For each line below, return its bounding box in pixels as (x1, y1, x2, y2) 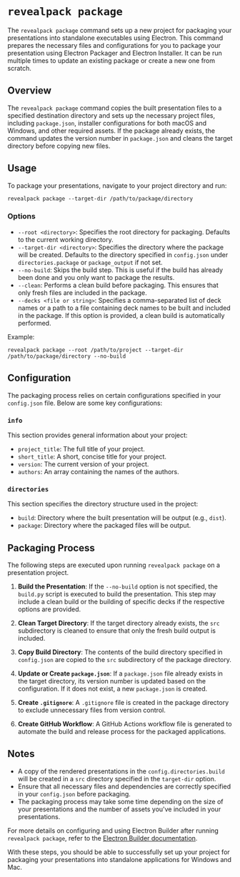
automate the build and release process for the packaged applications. (17, 727, 226, 736)
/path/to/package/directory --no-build (7, 352, 126, 360)
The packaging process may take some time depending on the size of (17, 797, 224, 806)
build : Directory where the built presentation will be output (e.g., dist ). (17, 513, 226, 522)
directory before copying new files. (7, 141, 111, 150)
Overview (7, 84, 52, 97)
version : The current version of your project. (17, 459, 149, 468)
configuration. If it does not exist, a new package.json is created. (17, 684, 208, 693)
